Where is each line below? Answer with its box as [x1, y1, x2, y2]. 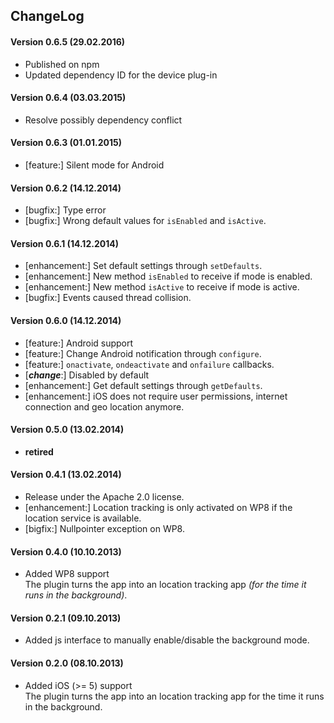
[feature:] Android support [24, 337, 134, 349]
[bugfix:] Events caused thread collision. [24, 292, 192, 304]
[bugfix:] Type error [24, 204, 107, 216]
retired [24, 445, 54, 458]
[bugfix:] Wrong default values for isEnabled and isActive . [24, 215, 267, 227]
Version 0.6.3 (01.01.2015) [10, 137, 123, 149]
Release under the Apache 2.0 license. [24, 491, 185, 503]
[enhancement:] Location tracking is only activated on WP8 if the [24, 502, 293, 514]
